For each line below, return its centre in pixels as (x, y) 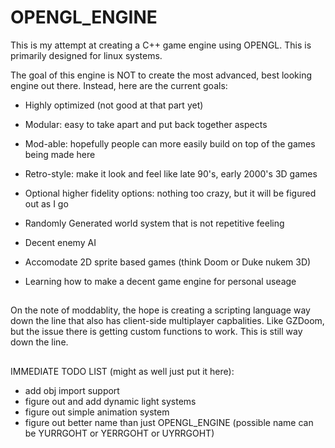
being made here (60, 154)
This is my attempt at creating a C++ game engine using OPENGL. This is (161, 45)
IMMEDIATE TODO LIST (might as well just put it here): (122, 371)
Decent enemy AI (60, 242)
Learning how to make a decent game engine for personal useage (160, 281)
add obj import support (72, 390)
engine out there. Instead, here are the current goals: (119, 85)
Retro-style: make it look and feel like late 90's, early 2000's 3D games (171, 173)
